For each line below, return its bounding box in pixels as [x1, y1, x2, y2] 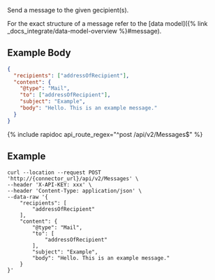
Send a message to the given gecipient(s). [7, 6, 129, 14]
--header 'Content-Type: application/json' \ [7, 187, 142, 194]
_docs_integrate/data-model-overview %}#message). [7, 27, 162, 35]
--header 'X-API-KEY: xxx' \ [7, 181, 92, 188]
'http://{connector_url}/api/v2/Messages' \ [7, 175, 139, 182]
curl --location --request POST [7, 169, 101, 176]
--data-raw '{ [7, 193, 49, 200]
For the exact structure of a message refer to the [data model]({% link [7, 20, 208, 27]
